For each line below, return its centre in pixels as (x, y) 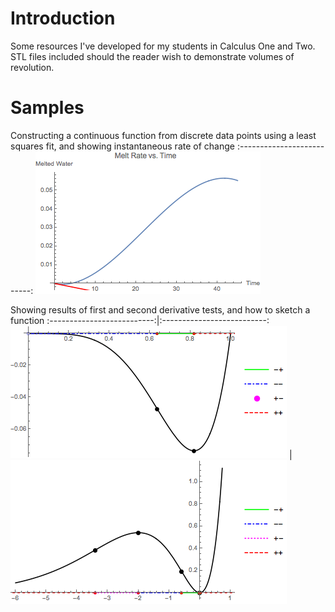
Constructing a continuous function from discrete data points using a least (163, 135)
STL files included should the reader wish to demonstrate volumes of (152, 56)
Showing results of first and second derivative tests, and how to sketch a (160, 309)
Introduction (63, 18)
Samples (47, 108)
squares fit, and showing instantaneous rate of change (122, 146)
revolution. (32, 67)
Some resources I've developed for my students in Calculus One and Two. (163, 46)
